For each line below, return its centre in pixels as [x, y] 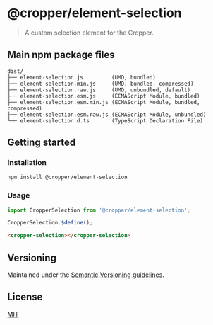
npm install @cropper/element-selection [68, 177]
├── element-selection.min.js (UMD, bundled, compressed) [101, 84]
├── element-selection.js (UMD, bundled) [82, 77]
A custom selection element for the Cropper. [89, 33]
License [25, 297]
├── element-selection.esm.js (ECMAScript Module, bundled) [104, 96]
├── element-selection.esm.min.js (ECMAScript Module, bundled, [104, 102]
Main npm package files [61, 55]
